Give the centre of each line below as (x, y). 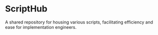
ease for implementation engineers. (41, 27)
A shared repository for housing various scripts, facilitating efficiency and (79, 22)
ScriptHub (26, 9)
